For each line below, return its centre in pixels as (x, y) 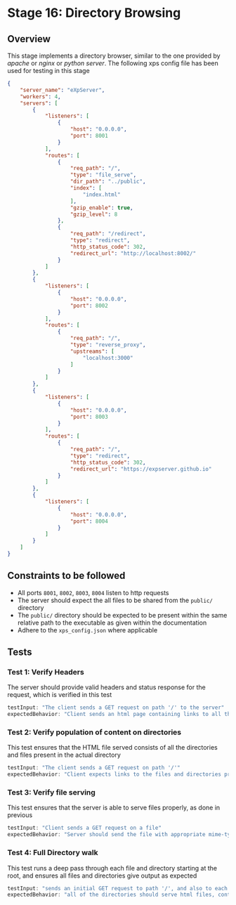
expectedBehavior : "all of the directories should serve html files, (111, 895)
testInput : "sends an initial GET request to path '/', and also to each (118, 888)
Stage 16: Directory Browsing (94, 13)
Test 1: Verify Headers (46, 672)
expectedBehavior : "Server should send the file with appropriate (106, 835)
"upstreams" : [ (92, 351)
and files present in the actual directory (64, 755)
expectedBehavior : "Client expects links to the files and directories (114, 774)
